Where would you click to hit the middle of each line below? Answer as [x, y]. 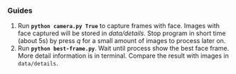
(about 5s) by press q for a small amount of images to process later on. [122, 41]
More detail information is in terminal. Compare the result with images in [123, 56]
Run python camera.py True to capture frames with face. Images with [119, 26]
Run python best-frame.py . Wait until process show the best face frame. [123, 49]
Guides [20, 11]
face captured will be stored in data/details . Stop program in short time [122, 33]
